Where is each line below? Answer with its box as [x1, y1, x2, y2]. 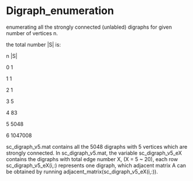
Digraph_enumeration [6, 4, 114, 18]
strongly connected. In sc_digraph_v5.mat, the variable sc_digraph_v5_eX [6, 149, 182, 156]
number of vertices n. [6, 29, 58, 36]
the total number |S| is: [6, 41, 61, 48]
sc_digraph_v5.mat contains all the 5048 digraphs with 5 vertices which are [6, 143, 188, 150]
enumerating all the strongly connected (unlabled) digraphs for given [6, 23, 173, 30]
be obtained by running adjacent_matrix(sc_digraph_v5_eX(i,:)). [6, 168, 158, 175]
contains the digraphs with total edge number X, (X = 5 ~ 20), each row [6, 155, 178, 162]
